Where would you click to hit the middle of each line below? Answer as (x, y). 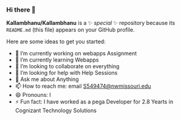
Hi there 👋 (21, 10)
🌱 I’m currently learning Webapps (57, 60)
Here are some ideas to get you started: (56, 41)
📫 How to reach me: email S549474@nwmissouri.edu (83, 86)
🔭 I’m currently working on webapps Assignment (76, 54)
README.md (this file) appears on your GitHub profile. (70, 30)
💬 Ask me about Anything (47, 79)
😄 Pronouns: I (33, 95)
